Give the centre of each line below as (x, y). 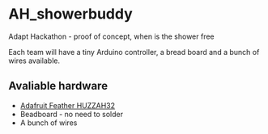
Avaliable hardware (58, 86)
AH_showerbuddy (71, 14)
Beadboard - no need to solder (72, 114)
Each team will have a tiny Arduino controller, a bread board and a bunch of (134, 52)
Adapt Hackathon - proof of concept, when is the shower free (111, 36)
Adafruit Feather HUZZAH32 (68, 105)
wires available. (34, 61)
